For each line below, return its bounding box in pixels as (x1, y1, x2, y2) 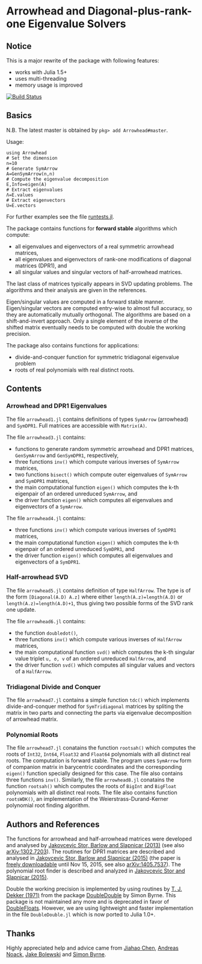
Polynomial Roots (6, 730, 58, 739)
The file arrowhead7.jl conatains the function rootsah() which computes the (6, 744, 196, 751)
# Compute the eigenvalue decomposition (6, 176, 109, 182)
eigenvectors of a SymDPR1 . (14, 558, 81, 565)
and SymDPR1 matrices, (14, 477, 70, 484)
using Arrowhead (6, 149, 47, 156)
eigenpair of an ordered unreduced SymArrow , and (14, 490, 138, 497)
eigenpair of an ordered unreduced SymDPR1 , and (14, 545, 135, 552)
